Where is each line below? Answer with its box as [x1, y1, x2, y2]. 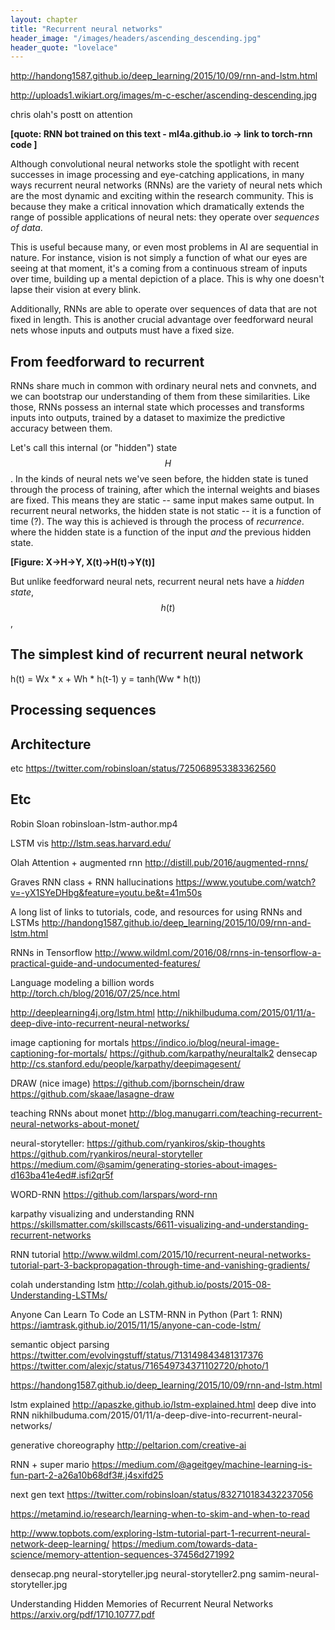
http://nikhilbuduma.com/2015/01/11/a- [156, 1006, 316, 1018]
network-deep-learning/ [10, 1537, 110, 1550]
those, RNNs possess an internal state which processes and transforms [10, 401, 305, 413]
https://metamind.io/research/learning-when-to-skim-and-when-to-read [10, 1507, 310, 1520]
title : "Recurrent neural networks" [10, 24, 163, 34]
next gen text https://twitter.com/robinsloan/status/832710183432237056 [10, 1488, 314, 1500]
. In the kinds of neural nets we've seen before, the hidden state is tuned [10, 473, 309, 485]
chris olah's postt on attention [10, 109, 133, 121]
